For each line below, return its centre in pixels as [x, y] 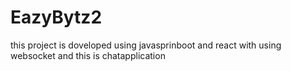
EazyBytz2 [56, 17]
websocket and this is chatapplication [88, 55]
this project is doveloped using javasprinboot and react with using [146, 45]
